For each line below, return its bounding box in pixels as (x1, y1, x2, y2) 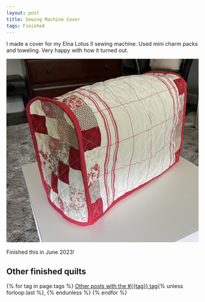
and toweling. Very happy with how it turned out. (6, 46, 129, 54)
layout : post (6, 10, 40, 16)
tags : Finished (6, 23, 45, 29)
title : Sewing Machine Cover (6, 16, 81, 23)
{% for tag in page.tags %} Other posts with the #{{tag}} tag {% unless (6, 282, 184, 290)
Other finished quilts (6, 266, 87, 276)
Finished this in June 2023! (6, 248, 75, 256)
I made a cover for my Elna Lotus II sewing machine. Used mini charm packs (6, 40, 198, 48)
